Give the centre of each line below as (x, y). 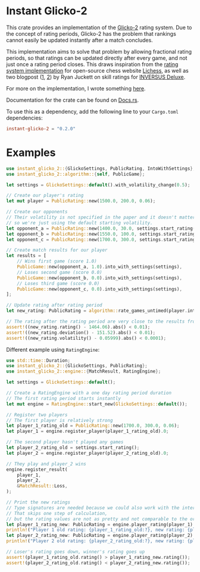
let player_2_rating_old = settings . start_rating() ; (73, 448)
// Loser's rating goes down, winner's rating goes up (76, 552)
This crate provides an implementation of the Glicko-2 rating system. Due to (99, 27)
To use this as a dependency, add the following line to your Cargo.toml (92, 111)
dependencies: (24, 118)
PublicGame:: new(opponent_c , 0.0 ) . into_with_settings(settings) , (100, 289)
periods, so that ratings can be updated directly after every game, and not (97, 58)
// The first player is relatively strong (60, 420)
